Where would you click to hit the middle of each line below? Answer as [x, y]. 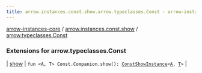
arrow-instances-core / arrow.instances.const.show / [72, 29]
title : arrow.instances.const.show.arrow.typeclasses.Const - [86, 12]
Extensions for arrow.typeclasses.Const [66, 50]
